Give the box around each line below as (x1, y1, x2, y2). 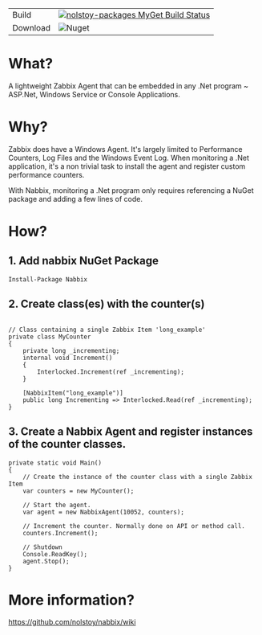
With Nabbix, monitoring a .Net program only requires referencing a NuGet (8, 185, 254, 195)
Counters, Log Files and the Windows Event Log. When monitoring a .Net (8, 153, 250, 162)
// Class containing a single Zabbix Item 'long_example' (8, 326, 206, 334)
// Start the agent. (22, 501, 91, 509)
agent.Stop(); (22, 557, 70, 565)
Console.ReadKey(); (22, 550, 88, 558)
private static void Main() (8, 458, 103, 467)
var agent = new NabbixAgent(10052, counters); (22, 508, 184, 516)
